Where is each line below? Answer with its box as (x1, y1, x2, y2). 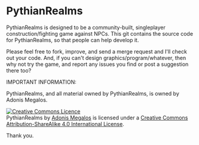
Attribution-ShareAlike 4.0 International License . (6, 120, 124, 127)
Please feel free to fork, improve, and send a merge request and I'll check (6, 48, 187, 55)
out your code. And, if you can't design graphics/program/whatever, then (6, 54, 186, 61)
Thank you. (6, 132, 34, 139)
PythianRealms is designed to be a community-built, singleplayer (6, 24, 166, 31)
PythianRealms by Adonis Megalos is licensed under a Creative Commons (6, 114, 188, 121)
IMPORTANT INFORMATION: (6, 78, 76, 86)
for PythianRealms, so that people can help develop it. (6, 36, 139, 43)
